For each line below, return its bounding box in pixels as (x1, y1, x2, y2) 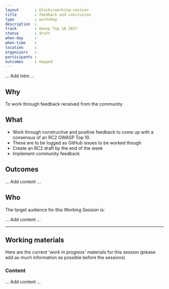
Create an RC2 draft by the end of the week (12, 145, 103, 151)
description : (5, 21, 37, 27)
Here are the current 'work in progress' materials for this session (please (5, 249, 156, 255)
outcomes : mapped (5, 59, 53, 64)
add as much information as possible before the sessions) (5, 255, 126, 261)
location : (5, 45, 37, 50)
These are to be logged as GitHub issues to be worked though (12, 139, 142, 146)
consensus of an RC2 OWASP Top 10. (12, 134, 91, 140)
